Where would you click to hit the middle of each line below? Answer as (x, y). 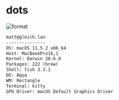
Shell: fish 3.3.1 (28, 70)
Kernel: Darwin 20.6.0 (34, 59)
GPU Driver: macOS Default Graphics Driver (60, 91)
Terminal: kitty (26, 86)
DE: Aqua (17, 75)
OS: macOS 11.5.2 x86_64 (36, 48)
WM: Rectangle (23, 80)
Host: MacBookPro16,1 (32, 53)
